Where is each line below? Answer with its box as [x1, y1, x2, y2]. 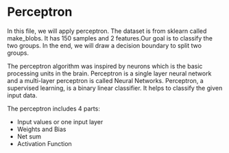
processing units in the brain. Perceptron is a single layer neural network [7, 69, 212, 78]
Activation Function [16, 139, 72, 148]
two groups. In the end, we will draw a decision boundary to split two [7, 41, 202, 49]
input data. [7, 91, 38, 99]
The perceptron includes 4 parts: [7, 104, 101, 113]
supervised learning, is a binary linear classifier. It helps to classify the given [7, 84, 223, 92]
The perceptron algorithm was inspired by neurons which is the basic [7, 62, 203, 70]
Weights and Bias [16, 125, 67, 133]
